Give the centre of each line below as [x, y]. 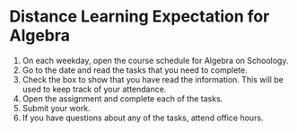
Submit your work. [57, 108]
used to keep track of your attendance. [94, 89]
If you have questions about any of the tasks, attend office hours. [143, 118]
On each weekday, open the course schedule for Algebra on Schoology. [155, 60]
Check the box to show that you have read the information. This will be [153, 79]
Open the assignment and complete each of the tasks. [122, 98]
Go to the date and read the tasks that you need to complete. [135, 70]
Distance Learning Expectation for [140, 17]
